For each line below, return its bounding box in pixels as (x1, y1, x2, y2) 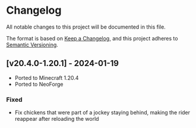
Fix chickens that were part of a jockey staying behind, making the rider (14, 109, 191, 116)
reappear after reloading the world (14, 115, 99, 123)
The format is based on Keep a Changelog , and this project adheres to (6, 35, 178, 42)
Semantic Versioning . (6, 41, 58, 48)
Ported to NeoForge (14, 80, 64, 88)
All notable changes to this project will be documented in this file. (6, 23, 166, 30)
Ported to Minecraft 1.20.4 (14, 74, 79, 81)
